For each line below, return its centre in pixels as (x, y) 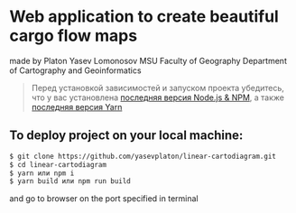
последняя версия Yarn (77, 106)
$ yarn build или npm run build (70, 181)
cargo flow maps (74, 36)
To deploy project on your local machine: (126, 136)
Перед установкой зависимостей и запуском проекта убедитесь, (157, 88)
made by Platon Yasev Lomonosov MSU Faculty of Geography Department (148, 60)
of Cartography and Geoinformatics (75, 70)
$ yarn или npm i (42, 173)
